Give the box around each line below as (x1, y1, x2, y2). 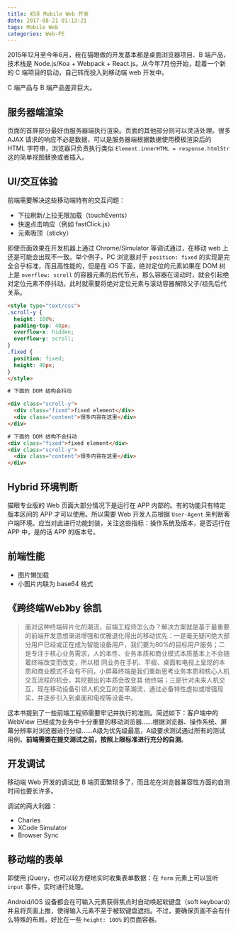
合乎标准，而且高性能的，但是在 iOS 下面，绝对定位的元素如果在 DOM (13, 261, 218, 270)
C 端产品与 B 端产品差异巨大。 (7, 83, 96, 92)
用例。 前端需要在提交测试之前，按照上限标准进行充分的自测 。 (7, 735, 188, 744)
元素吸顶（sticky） (17, 228, 73, 237)
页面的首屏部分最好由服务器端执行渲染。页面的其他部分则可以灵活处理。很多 (7, 126, 231, 135)
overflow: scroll (21, 271, 73, 279)
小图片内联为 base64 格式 (17, 579, 93, 588)
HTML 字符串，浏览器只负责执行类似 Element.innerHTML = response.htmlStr (7, 144, 230, 153)
